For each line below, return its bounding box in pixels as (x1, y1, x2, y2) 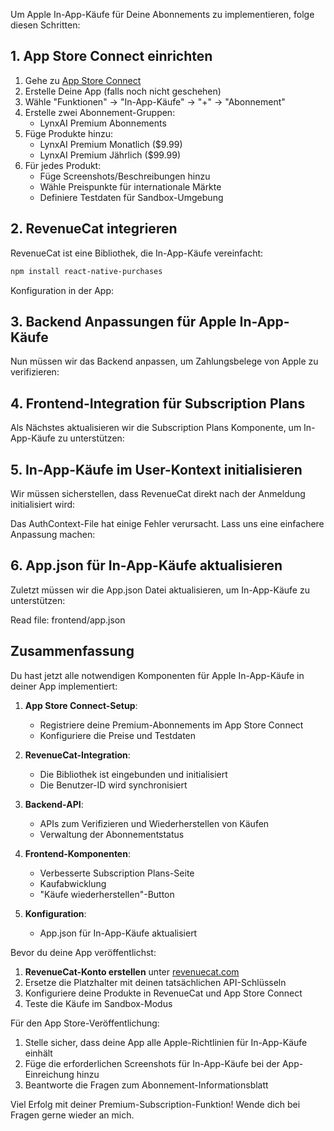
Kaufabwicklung (39, 877, 107, 889)
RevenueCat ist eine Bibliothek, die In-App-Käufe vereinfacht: (10, 247, 264, 259)
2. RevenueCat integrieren (10, 220, 178, 238)
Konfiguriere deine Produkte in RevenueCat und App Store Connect (24, 987, 303, 999)
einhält (24, 1047, 53, 1059)
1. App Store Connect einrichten (10, 48, 213, 65)
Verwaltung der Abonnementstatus (39, 828, 185, 840)
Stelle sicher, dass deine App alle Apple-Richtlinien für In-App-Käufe (24, 1036, 308, 1048)
